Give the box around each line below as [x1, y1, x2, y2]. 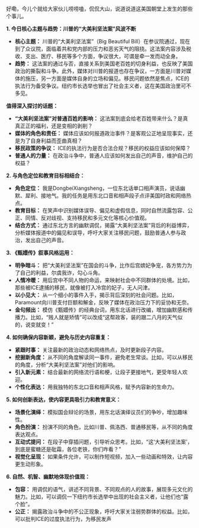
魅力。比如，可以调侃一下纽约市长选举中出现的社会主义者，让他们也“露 [14, 493, 188, 500]
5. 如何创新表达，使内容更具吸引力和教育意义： [6, 396, 121, 403]
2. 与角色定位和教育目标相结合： [6, 172, 85, 179]
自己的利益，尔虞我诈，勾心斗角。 [20, 269, 104, 276]
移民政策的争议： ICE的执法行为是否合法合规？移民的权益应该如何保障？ [14, 145, 191, 151]
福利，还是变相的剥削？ [35, 122, 93, 129]
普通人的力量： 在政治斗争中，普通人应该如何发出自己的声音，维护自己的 [14, 152, 193, 159]
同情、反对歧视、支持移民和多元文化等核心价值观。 [25, 214, 150, 221]
